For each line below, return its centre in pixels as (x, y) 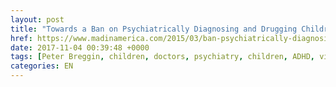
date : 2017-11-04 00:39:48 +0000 (80, 47)
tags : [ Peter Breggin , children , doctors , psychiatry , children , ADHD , (162, 57)
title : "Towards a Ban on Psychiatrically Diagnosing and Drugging (154, 29)
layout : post (37, 19)
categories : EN (42, 66)
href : (21, 38)
